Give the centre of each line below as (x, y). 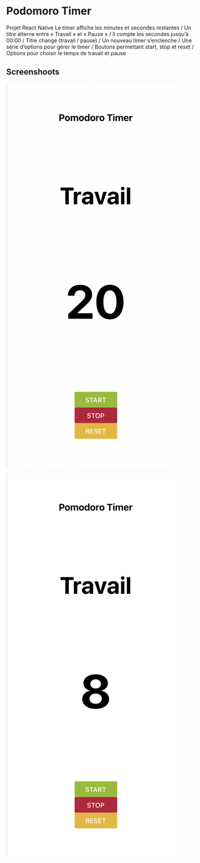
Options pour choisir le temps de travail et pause (66, 53)
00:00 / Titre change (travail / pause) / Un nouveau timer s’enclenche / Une (99, 40)
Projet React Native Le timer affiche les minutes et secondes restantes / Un (99, 28)
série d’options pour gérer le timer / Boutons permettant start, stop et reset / (100, 47)
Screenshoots (33, 72)
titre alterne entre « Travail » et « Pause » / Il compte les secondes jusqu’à (97, 34)
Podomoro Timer (49, 11)
